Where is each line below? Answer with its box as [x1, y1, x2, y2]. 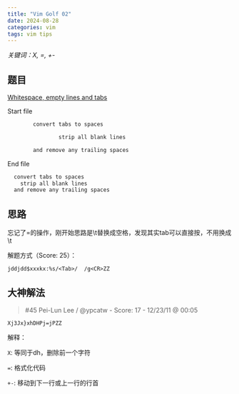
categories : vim [7, 24, 56, 31]
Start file [7, 107, 33, 116]
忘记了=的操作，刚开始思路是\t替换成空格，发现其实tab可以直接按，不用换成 [7, 228, 232, 237]
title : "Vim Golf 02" [7, 10, 72, 18]
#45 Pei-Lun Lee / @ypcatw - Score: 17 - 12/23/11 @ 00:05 [24, 305, 198, 314]
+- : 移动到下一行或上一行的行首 [7, 378, 99, 387]
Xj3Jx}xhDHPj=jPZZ [7, 319, 62, 327]
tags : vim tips [7, 30, 53, 38]
